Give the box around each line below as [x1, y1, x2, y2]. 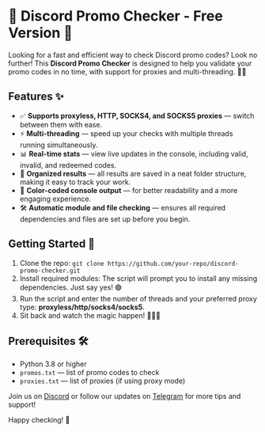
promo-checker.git [19, 267, 81, 275]
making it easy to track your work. [19, 177, 131, 187]
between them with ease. [19, 119, 103, 129]
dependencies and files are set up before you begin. [19, 214, 191, 224]
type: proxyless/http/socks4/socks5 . [19, 302, 145, 312]
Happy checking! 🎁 [8, 415, 70, 425]
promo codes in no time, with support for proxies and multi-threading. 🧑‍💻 [8, 66, 247, 76]
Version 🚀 [8, 24, 74, 42]
